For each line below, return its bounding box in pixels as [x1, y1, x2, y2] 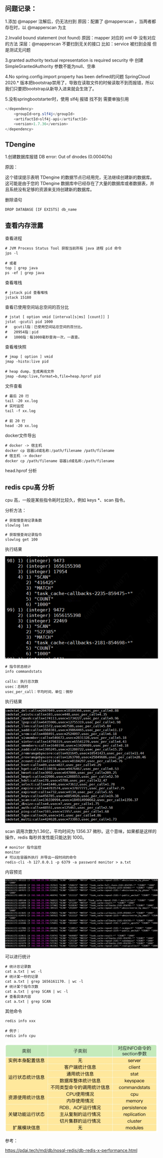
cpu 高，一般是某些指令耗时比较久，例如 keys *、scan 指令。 [5, 497, 128, 503]
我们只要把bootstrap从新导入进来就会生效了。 [5, 85, 97, 91]
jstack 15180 [5, 295, 32, 300]
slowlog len [5, 523, 29, 528]
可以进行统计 [5, 954, 31, 959]
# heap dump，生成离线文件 [5, 369, 54, 374]
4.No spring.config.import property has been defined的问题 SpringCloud [5, 73, 150, 79]
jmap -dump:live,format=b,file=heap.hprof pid [5, 374, 101, 379]
